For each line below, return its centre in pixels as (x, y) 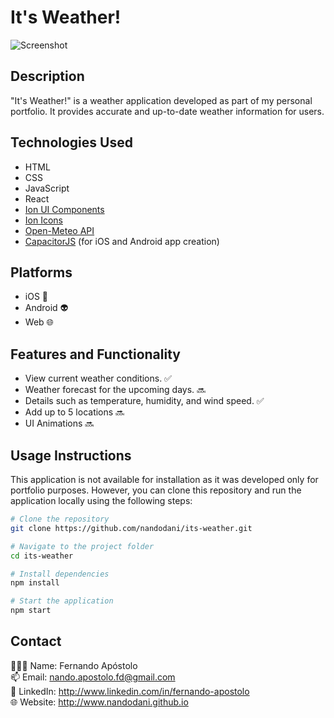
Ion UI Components (64, 209)
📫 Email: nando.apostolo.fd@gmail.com (93, 677)
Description (47, 76)
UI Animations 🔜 (59, 423)
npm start (31, 611)
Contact (36, 641)
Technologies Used (71, 142)
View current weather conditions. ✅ (98, 378)
